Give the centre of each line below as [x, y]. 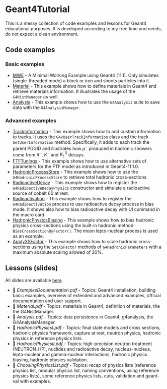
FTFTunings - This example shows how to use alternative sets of [79, 161]
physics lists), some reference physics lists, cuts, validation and [78, 376]
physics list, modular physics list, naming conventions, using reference [86, 370]
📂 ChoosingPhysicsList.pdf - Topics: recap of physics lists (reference [84, 365]
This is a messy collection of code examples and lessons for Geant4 [76, 23]
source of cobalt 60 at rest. [41, 193]
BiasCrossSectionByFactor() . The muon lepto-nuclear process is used [85, 231]
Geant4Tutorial [37, 9]
